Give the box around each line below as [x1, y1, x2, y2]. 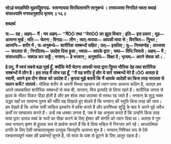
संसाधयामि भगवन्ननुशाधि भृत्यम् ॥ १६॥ [5, 11, 66, 16]
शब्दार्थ [5, 21, 16, 26]
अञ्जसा [152, 42, 165, 48]
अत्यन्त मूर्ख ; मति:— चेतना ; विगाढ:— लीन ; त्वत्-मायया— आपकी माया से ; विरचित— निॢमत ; [5, 37, 158, 43]
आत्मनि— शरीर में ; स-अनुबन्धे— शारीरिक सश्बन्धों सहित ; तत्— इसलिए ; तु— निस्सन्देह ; [5, 42, 152, 48]
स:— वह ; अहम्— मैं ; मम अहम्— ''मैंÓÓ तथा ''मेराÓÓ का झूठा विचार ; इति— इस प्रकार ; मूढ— [5, 31, 164, 37]
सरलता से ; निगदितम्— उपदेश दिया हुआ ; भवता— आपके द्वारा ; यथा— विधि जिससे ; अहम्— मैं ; [11, 48, 166, 54]
